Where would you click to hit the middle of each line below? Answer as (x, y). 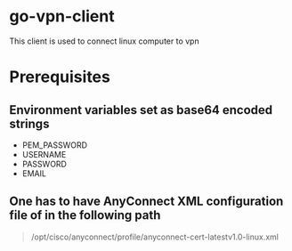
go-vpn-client (62, 16)
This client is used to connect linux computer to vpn (104, 41)
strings (29, 123)
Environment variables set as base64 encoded (141, 110)
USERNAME (44, 154)
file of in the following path (85, 215)
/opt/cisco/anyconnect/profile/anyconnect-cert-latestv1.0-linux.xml (154, 237)
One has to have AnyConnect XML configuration (146, 202)
